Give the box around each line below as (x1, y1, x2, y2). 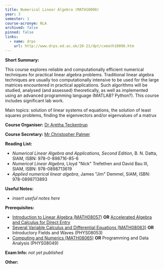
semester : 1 (5, 16, 29, 21)
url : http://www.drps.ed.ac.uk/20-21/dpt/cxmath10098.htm (14, 44, 134, 48)
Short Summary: (5, 57, 40, 63)
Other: (5, 259, 19, 265)
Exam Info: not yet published (5, 249, 63, 255)
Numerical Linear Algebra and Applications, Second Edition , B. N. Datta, (12, 150, 158, 156)
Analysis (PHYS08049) (12, 240, 59, 246)
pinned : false (5, 30, 34, 35)
